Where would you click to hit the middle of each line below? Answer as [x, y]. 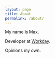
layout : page [18, 9]
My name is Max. [22, 32]
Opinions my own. [23, 50]
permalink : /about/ [25, 18]
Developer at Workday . [28, 41]
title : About [18, 14]
